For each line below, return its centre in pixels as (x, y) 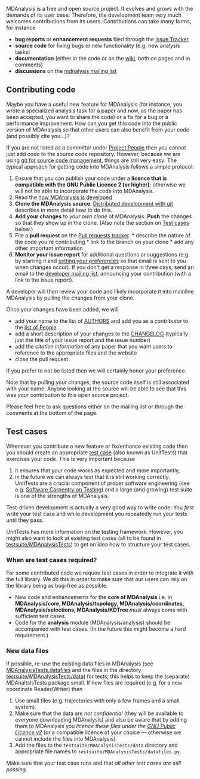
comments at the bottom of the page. (52, 413)
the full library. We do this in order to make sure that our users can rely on (97, 579)
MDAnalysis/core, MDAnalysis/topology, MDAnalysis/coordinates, (99, 603)
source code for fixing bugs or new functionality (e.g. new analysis (97, 45)
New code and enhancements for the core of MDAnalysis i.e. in (93, 597)
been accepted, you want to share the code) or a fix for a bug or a (87, 117)
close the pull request (41, 359)
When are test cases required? (52, 560)
